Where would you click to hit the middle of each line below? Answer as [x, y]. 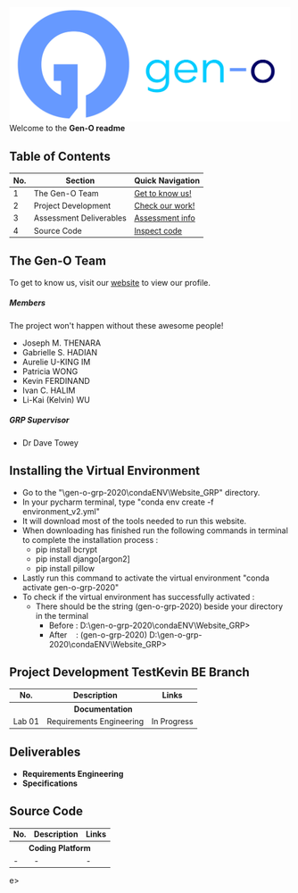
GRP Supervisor [39, 420]
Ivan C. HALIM [49, 390]
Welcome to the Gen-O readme [67, 129]
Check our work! [164, 206]
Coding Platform [59, 848]
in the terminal [62, 615]
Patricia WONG [50, 371]
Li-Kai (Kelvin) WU [56, 399]
